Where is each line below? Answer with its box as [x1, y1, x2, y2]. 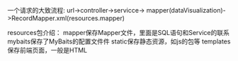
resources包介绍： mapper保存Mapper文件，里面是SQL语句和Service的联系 [7, 29, 230, 36]
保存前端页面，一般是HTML [7, 46, 88, 54]
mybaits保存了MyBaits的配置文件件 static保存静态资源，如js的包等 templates [7, 37, 231, 46]
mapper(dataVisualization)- [146, 6, 226, 14]
